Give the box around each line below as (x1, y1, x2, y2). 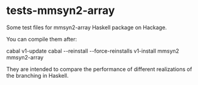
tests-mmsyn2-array (6, 4, 115, 18)
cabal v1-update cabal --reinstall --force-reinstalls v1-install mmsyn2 (6, 47, 180, 55)
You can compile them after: (6, 35, 77, 42)
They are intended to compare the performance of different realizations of (6, 65, 193, 73)
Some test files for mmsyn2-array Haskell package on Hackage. (6, 24, 168, 31)
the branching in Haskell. (6, 72, 69, 79)
